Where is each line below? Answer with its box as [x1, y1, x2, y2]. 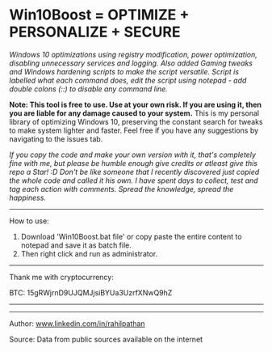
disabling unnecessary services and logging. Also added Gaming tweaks [9, 58, 253, 68]
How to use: [9, 216, 49, 226]
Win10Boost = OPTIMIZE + [9, 6, 190, 24]
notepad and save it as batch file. [20, 240, 132, 250]
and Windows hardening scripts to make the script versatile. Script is [9, 66, 240, 76]
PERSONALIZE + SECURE [9, 23, 181, 41]
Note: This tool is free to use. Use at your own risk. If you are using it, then [9, 100, 262, 109]
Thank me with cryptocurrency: [9, 272, 114, 282]
